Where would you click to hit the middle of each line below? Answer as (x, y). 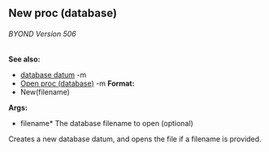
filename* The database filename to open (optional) (106, 123)
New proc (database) (63, 13)
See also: (24, 59)
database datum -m (53, 74)
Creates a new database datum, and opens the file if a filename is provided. (135, 139)
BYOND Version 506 (42, 34)
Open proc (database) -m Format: (77, 83)
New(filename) (45, 91)
